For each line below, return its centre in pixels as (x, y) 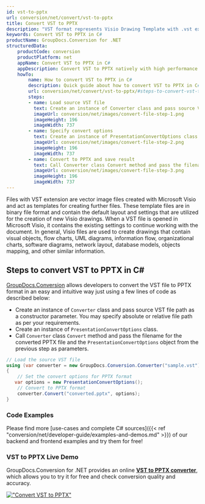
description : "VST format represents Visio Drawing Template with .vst (99, 29)
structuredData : (27, 46)
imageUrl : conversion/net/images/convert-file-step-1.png (109, 114)
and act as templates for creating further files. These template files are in (98, 205)
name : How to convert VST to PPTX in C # (80, 80)
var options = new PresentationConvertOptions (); (79, 382)
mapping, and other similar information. (56, 251)
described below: (28, 298)
